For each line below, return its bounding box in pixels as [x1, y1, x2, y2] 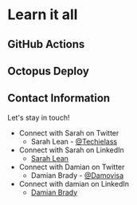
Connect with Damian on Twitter [18, 162, 125, 171]
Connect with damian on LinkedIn [18, 179, 129, 188]
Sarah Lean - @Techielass [30, 136, 117, 146]
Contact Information [7, 92, 111, 105]
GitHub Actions [7, 37, 85, 51]
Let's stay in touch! [7, 112, 70, 122]
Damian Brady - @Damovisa [30, 170, 124, 180]
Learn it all [7, 6, 78, 24]
